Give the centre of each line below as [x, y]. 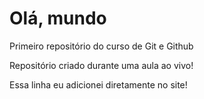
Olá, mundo [58, 18]
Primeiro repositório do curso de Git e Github [101, 46]
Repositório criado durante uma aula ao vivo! [101, 65]
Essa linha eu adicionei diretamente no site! [98, 84]
